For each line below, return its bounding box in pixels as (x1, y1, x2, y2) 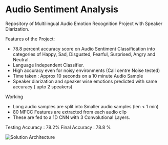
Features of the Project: (5, 36, 55, 42)
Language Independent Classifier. (12, 62, 85, 68)
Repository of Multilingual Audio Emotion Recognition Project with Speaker (5, 20, 163, 27)
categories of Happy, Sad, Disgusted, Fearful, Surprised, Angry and (12, 51, 156, 57)
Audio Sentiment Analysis (5, 4, 119, 15)
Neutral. (12, 56, 30, 62)
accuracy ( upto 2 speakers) (12, 83, 73, 90)
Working (5, 93, 23, 100)
